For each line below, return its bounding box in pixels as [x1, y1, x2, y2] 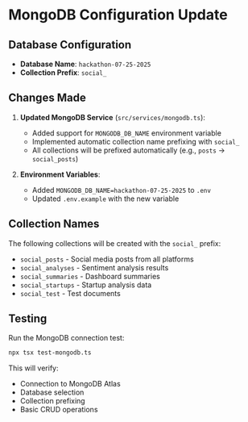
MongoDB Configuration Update [8, 6, 228, 24]
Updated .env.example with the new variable [31, 194, 180, 203]
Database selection [19, 387, 85, 397]
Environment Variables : [19, 169, 101, 179]
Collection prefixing [19, 396, 86, 406]
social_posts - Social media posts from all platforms [19, 254, 195, 264]
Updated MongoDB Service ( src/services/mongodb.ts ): [19, 112, 205, 122]
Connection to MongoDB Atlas [19, 379, 121, 389]
